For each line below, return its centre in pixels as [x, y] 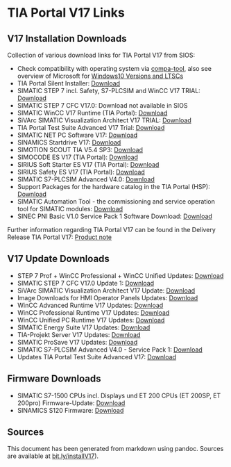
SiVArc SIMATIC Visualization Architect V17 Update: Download [106, 290]
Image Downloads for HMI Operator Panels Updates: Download [108, 297]
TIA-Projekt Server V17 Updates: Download [79, 334]
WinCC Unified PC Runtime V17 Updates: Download [91, 320]
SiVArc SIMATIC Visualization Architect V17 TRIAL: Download [104, 120]
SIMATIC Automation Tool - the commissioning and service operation [116, 202]
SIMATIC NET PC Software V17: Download [77, 135]
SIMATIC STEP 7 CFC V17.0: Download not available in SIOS [102, 105]
